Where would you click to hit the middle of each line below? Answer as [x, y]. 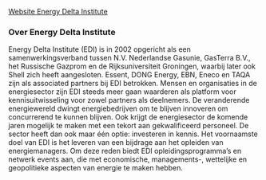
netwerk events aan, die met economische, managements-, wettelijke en [128, 159]
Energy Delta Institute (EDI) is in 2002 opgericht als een [100, 49]
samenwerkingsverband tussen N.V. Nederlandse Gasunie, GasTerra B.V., [129, 58]
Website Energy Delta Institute [58, 12]
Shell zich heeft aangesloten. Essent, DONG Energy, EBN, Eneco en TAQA [129, 75]
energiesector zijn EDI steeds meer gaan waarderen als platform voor [123, 92]
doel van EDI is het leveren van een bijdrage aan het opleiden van [116, 143]
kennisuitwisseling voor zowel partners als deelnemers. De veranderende [129, 100]
